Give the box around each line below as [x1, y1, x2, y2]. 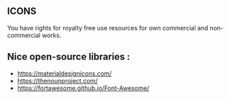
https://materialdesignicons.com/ [17, 69, 112, 78]
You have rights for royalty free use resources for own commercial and [7, 23, 209, 32]
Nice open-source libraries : [7, 51, 131, 63]
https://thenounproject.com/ [17, 76, 98, 85]
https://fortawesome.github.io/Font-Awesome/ [17, 84, 150, 92]
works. [41, 31, 61, 39]
